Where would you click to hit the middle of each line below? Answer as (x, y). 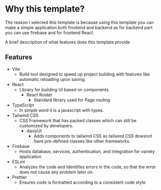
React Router (39, 95)
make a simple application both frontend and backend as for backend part (79, 27)
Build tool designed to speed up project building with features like (85, 74)
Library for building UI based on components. (65, 89)
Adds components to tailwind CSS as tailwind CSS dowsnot (93, 136)
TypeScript (23, 105)
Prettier (19, 177)
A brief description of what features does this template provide (68, 42)
